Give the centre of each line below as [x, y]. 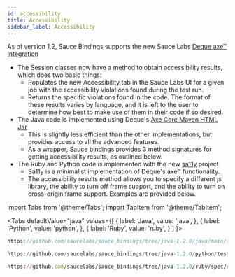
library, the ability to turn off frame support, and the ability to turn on [126, 187]
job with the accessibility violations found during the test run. [116, 90]
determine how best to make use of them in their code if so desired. [126, 112]
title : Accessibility [39, 20]
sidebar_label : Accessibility [51, 27]
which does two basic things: [59, 75]
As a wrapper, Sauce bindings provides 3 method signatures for [120, 149]
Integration [23, 54]
